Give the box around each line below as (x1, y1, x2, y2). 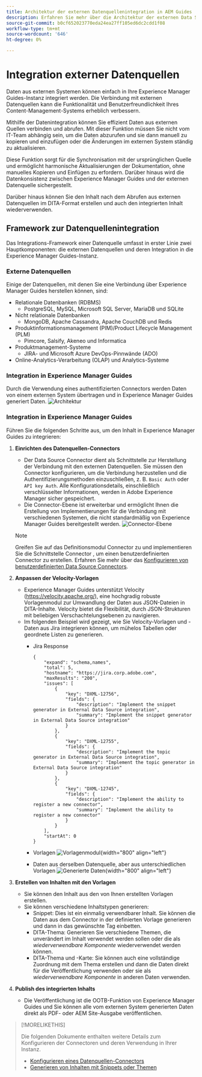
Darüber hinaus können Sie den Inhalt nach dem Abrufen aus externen (6, 193, 181, 200)
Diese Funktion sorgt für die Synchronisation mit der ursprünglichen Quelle (6, 156, 192, 163)
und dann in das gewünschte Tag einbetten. (32, 922, 142, 930)
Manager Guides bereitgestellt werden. (23, 520, 121, 527)
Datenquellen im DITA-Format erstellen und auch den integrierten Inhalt (6, 199, 183, 206)
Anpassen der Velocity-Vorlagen (14, 574, 99, 581)
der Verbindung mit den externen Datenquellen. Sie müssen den (23, 463, 183, 470)
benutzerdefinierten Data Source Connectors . (14, 563, 128, 570)
